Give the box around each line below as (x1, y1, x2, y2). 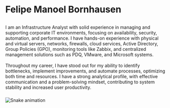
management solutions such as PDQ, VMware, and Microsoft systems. (5, 51, 154, 58)
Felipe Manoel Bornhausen (5, 4, 121, 15)
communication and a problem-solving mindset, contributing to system (5, 79, 155, 85)
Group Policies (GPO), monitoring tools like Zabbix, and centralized (5, 46, 146, 52)
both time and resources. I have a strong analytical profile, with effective (5, 73, 158, 79)
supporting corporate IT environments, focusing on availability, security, (5, 29, 157, 35)
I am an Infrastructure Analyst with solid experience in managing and (5, 24, 151, 30)
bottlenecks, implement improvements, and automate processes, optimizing (5, 68, 165, 74)
